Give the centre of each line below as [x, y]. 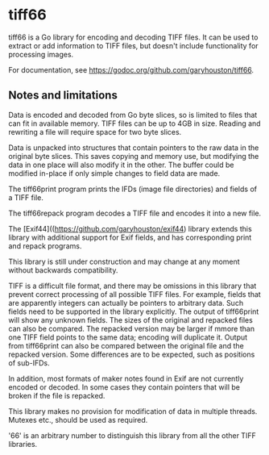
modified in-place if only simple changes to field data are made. [114, 173]
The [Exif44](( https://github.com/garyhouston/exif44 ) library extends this [130, 228]
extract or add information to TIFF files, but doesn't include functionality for [134, 45]
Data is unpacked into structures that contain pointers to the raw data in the [134, 148]
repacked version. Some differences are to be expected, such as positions [132, 354]
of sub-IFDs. [29, 363]
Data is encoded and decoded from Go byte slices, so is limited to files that [133, 115]
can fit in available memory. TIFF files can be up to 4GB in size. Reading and [134, 123]
